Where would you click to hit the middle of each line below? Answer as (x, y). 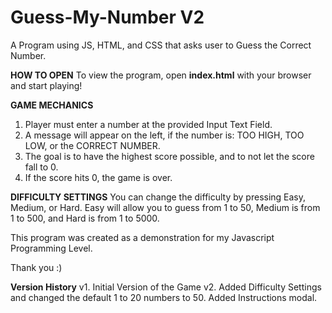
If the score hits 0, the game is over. (98, 177)
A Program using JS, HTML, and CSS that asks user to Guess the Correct (161, 45)
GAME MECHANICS (52, 105)
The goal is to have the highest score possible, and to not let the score (169, 156)
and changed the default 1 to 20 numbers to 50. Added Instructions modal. (164, 297)
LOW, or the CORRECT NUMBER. (92, 145)
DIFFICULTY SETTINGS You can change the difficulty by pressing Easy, (158, 197)
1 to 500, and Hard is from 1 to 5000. (85, 218)
